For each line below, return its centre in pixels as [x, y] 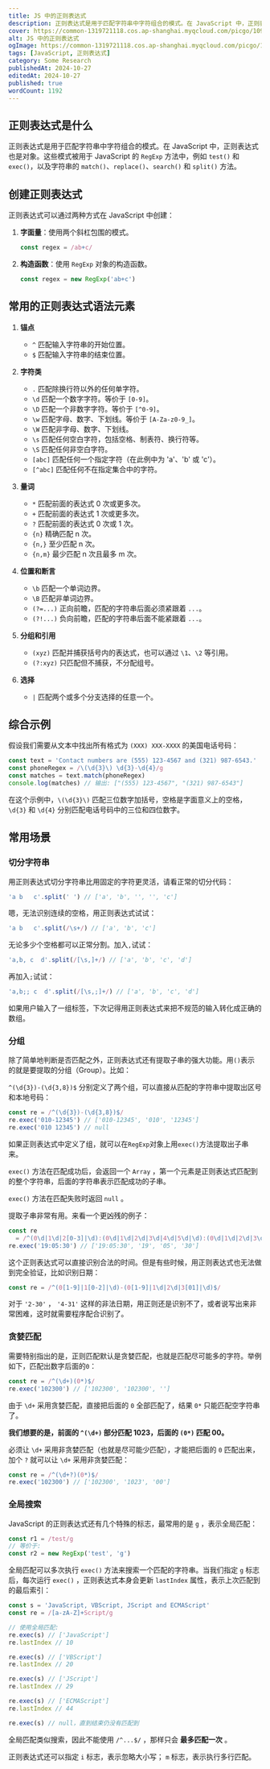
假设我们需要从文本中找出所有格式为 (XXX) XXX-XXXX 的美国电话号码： [124, 745]
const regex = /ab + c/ [56, 247]
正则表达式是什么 [51, 125]
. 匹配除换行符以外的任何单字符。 [88, 388]
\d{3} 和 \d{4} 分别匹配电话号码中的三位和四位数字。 [96, 810]
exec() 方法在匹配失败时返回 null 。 [68, 1198]
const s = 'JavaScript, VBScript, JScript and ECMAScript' [109, 1605]
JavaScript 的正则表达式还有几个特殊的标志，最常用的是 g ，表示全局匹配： [133, 1523]
